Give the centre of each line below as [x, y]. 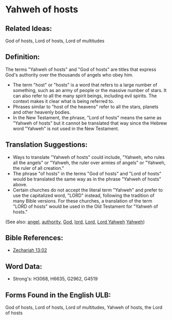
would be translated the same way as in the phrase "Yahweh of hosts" [87, 179]
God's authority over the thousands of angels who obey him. [69, 75]
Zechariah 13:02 [30, 250]
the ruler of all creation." [38, 168]
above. [20, 184]
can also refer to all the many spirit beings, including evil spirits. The [85, 96]
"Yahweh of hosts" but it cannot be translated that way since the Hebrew [90, 123]
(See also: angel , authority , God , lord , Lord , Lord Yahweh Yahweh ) [75, 222]
